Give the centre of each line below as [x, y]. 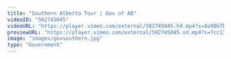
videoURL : [21, 26]
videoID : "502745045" [38, 20]
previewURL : [24, 32]
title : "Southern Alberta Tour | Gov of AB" [72, 13]
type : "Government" [35, 45]
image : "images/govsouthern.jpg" [55, 39]
